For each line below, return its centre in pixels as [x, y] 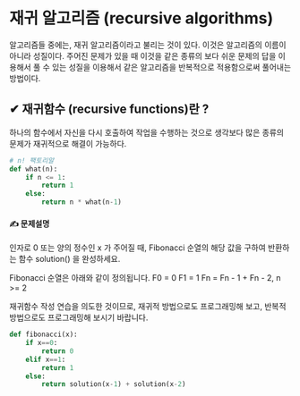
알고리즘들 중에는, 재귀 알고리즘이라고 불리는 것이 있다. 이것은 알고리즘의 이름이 [148, 45]
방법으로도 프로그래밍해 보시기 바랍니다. [79, 317]
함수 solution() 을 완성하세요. [69, 259]
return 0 [58, 351]
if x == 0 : [42, 343]
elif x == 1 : [46, 359]
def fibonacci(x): [43, 335]
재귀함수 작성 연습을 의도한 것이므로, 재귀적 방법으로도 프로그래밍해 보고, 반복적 [148, 307]
